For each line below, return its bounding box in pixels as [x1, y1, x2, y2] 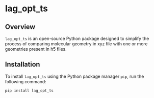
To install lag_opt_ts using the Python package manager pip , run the [5, 73, 144, 79]
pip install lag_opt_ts [5, 88, 54, 93]
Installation [5, 60, 40, 69]
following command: [5, 78, 47, 84]
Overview [5, 23, 36, 31]
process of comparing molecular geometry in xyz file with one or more [5, 41, 148, 47]
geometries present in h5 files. [5, 46, 67, 52]
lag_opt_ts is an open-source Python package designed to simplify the [5, 35, 149, 41]
